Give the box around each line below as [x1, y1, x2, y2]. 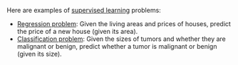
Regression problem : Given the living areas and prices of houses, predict [16, 20, 231, 28]
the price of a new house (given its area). [16, 28, 138, 35]
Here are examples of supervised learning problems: [6, 6, 161, 14]
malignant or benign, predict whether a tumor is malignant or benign [16, 42, 217, 50]
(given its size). [16, 49, 62, 58]
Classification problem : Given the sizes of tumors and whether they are [16, 35, 226, 43]
